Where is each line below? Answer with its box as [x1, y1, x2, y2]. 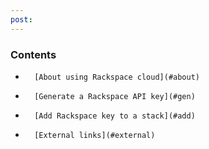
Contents [10, 47, 57, 61]
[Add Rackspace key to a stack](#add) [34, 111, 196, 121]
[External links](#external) [34, 130, 156, 140]
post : [10, 14, 33, 25]
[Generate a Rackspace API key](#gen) [34, 91, 196, 101]
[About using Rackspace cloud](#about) [34, 72, 200, 82]
